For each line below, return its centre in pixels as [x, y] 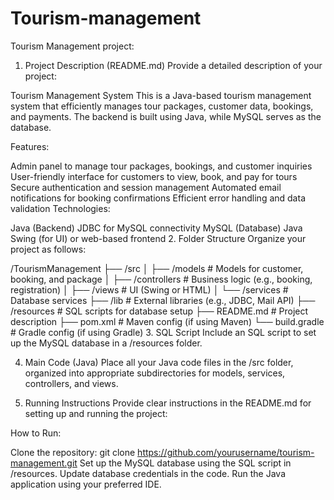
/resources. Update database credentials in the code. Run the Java [148, 473]
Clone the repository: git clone [73, 452]
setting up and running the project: [96, 413]
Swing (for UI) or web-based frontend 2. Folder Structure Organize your [158, 238]
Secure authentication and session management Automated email [146, 187]
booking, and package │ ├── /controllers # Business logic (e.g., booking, [161, 279]
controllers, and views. [71, 383]
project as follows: [48, 249]
